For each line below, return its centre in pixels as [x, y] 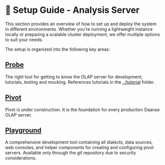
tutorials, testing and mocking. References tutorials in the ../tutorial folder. [80, 82]
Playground [23, 130]
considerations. [21, 158]
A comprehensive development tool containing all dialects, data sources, [79, 142]
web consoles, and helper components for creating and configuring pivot [80, 148]
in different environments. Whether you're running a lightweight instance [79, 29]
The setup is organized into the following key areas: [58, 49]
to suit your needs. [24, 40]
